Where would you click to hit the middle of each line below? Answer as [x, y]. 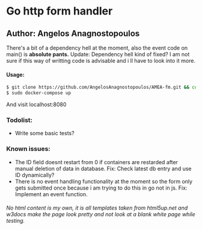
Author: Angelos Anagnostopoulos [73, 34]
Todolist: [20, 120]
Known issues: [29, 149]
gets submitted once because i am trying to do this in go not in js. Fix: [101, 188]
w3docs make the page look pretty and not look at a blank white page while [101, 214]
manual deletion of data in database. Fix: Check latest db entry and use [103, 168]
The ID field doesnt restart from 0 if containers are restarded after [96, 162]
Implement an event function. [51, 194]
